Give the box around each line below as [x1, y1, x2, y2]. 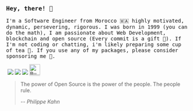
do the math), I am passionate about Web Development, [6, 30, 166, 36]
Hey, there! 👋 [6, 5, 54, 12]
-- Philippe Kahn [20, 98, 60, 105]
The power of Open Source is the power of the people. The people [20, 81, 181, 88]
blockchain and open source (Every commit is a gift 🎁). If [6, 36, 182, 42]
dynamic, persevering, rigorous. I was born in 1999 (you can [6, 24, 188, 30]
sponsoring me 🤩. [6, 53, 55, 60]
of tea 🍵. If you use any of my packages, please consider [6, 47, 179, 54]
